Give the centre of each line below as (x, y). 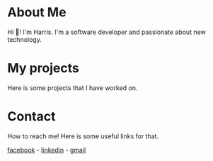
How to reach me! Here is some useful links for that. (83, 136)
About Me (37, 12)
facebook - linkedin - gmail (47, 150)
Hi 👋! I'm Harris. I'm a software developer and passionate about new (107, 32)
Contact (31, 117)
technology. (25, 39)
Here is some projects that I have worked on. (73, 88)
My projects (43, 68)
